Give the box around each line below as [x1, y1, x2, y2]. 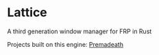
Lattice [7, 5, 48, 20]
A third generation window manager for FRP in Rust [7, 27, 152, 35]
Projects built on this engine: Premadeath [7, 40, 123, 48]
